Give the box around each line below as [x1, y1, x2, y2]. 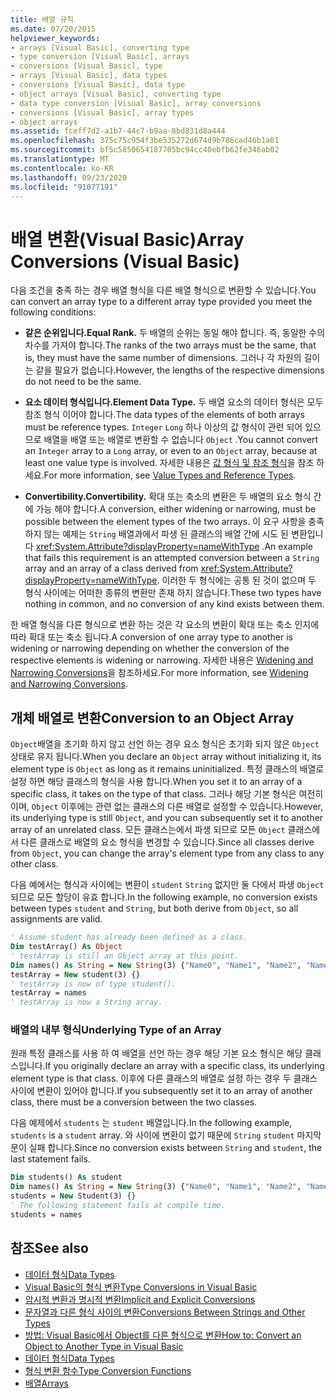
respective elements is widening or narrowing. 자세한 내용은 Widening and [10, 654, 314, 666]
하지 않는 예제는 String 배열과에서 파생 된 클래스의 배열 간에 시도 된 [24, 528, 289, 540]
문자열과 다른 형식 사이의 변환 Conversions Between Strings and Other [24, 1306, 306, 1318]
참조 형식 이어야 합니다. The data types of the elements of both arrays [24, 409, 305, 421]
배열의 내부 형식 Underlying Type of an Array [10, 1023, 222, 1037]
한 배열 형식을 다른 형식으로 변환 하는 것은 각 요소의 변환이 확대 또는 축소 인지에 [10, 619, 320, 631]
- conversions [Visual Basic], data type [10, 80, 186, 90]
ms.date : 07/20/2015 [10, 24, 97, 34]
